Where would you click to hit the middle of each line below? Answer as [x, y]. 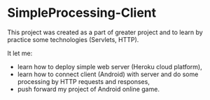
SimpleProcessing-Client [82, 13]
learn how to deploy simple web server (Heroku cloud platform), [110, 66]
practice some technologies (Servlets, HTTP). [73, 39]
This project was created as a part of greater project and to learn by [105, 32]
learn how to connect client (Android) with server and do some [108, 74]
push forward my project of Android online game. [88, 89]
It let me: [20, 53]
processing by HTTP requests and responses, [84, 81]
